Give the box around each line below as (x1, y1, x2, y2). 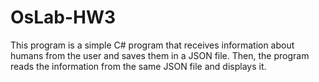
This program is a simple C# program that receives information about (10, 39, 295, 51)
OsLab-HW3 (10, 6, 117, 29)
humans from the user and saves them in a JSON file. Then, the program (10, 49, 310, 61)
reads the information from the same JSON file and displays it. (10, 60, 267, 72)
